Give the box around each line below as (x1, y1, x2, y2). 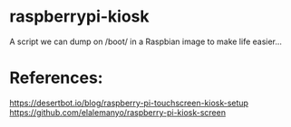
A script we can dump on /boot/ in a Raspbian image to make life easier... (9, 36, 283, 47)
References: (9, 68, 103, 88)
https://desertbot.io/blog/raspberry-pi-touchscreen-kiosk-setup (9, 97, 249, 108)
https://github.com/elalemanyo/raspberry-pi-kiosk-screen (9, 106, 227, 118)
